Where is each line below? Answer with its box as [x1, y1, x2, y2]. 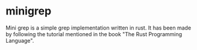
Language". [5, 37, 34, 44]
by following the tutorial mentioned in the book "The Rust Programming [5, 30, 183, 37]
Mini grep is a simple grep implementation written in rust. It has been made [5, 24, 192, 31]
